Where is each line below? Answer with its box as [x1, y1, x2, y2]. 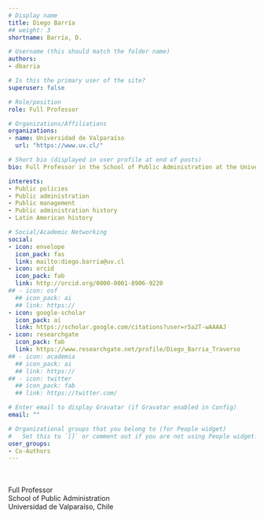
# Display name [8, 11, 58, 20]
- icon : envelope [8, 243, 65, 250]
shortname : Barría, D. [8, 33, 82, 42]
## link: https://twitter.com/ [15, 389, 118, 398]
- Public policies [8, 184, 68, 193]
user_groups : [8, 439, 51, 447]
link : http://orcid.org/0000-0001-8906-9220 [15, 280, 163, 287]
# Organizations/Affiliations [8, 120, 108, 128]
